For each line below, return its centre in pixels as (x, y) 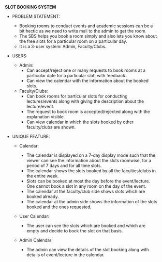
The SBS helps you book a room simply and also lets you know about (88, 36)
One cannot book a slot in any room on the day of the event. (86, 186)
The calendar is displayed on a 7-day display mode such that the (91, 155)
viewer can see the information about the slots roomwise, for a (89, 160)
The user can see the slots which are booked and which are (86, 226)
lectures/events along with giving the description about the (85, 101)
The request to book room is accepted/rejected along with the (88, 112)
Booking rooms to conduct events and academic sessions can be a (86, 26)
